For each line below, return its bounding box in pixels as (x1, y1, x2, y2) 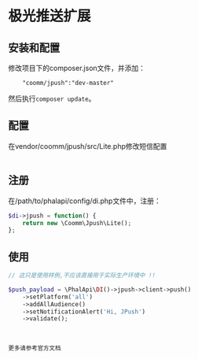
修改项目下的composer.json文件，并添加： (8, 64, 146, 72)
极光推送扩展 (8, 7, 92, 25)
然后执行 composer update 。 (8, 94, 96, 103)
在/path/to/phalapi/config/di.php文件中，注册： (8, 196, 161, 205)
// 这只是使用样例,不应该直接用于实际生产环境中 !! (8, 272, 156, 279)
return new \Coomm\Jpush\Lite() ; (22, 219, 132, 227)
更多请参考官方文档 (8, 344, 61, 353)
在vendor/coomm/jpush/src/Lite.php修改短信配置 (8, 141, 167, 150)
